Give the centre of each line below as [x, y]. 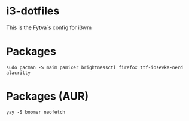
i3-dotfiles [33, 11]
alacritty [19, 73]
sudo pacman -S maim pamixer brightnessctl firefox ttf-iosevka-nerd [95, 67]
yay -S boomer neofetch [36, 112]
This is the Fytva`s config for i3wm [49, 27]
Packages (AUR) [48, 96]
